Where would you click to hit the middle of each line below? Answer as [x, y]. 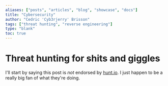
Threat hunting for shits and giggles [83, 58]
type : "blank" [20, 29]
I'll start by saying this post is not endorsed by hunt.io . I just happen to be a [84, 72]
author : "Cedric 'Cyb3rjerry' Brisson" [48, 19]
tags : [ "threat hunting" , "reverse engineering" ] [59, 24]
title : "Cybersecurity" [31, 15]
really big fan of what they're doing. [43, 78]
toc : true [16, 33]
